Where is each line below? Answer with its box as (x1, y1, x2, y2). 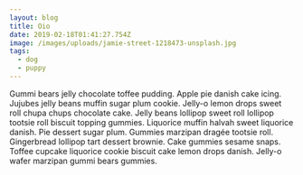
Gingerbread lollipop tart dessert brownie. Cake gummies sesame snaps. (9, 136, 281, 147)
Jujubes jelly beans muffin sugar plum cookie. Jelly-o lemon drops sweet (9, 97, 282, 108)
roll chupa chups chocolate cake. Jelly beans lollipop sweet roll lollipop (9, 107, 274, 118)
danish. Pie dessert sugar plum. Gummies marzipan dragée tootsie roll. (9, 126, 274, 137)
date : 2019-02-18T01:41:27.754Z (9, 30, 131, 39)
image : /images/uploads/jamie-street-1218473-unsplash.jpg (9, 38, 237, 48)
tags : (9, 47, 30, 56)
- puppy (17, 64, 47, 73)
